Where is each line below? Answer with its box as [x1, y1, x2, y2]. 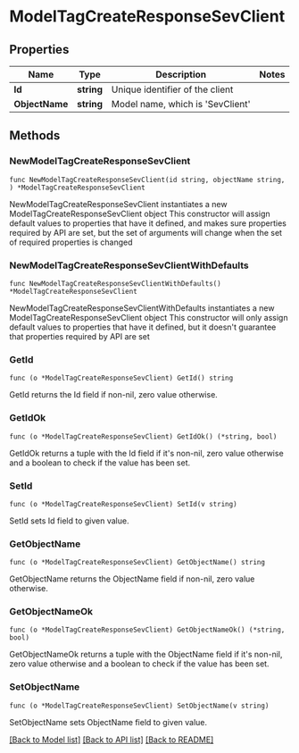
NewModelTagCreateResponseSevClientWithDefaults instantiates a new [9, 302, 275, 314]
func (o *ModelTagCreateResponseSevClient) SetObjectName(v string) [9, 701, 270, 710]
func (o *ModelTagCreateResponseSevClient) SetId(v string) [9, 499, 238, 508]
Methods [9, 128, 61, 144]
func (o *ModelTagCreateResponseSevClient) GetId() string [9, 373, 234, 383]
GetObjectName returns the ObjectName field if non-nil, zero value [9, 573, 255, 584]
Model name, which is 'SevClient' [111, 98, 252, 110]
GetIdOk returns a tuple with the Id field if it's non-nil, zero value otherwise [9, 448, 284, 458]
